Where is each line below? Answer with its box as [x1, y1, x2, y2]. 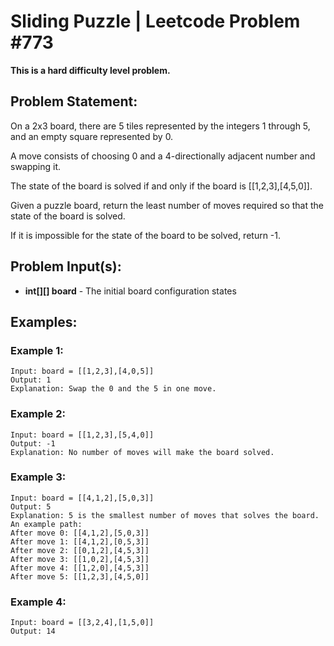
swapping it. [10, 160, 62, 172]
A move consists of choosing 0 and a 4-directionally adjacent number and [10, 150, 316, 162]
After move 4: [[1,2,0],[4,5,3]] [10, 563, 150, 573]
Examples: [10, 313, 78, 330]
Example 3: [10, 470, 67, 484]
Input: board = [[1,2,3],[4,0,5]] [10, 366, 155, 377]
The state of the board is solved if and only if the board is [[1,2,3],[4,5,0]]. [10, 180, 313, 192]
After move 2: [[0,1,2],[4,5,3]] [10, 545, 150, 555]
